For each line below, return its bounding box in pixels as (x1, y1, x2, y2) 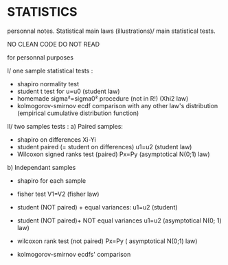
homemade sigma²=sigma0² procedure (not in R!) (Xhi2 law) (16, 94, 189, 103)
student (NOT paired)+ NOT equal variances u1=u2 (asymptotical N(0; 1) (16, 216, 222, 225)
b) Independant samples (7, 163, 76, 171)
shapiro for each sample (16, 176, 87, 185)
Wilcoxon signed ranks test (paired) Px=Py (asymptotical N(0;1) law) (16, 150, 211, 158)
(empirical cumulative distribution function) (16, 109, 139, 117)
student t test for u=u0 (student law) (16, 87, 120, 95)
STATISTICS (7, 4, 78, 20)
